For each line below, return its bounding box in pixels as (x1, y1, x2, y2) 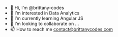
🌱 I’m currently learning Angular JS (10, 15, 84, 21)
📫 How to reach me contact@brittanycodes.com (10, 26, 113, 32)
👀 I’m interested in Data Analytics (10, 10, 80, 16)
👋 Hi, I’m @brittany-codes (10, 5, 65, 10)
